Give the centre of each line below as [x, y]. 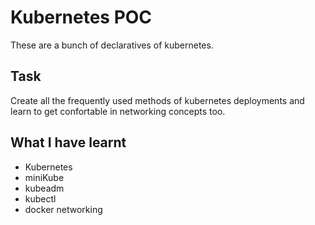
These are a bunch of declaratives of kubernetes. [112, 45]
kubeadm [44, 188]
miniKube [44, 177]
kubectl [40, 198]
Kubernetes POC [81, 17]
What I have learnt [68, 142]
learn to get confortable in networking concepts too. [118, 111]
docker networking [63, 209]
